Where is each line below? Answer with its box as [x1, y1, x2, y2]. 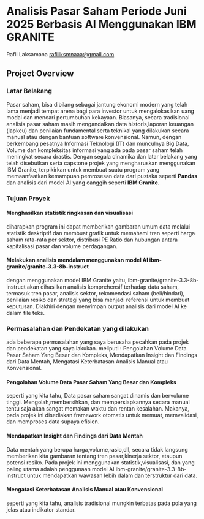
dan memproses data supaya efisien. [6, 418, 100, 425]
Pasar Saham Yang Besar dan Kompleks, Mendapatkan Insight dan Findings [6, 351, 198, 359]
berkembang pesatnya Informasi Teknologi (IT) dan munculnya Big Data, [6, 140, 189, 147]
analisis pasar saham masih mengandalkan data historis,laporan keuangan [6, 120, 194, 127]
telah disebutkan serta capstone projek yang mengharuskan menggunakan [6, 159, 196, 167]
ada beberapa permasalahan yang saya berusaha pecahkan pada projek [6, 338, 189, 346]
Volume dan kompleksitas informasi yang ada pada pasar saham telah [6, 146, 183, 154]
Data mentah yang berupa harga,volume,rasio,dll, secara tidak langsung [6, 445, 188, 453]
